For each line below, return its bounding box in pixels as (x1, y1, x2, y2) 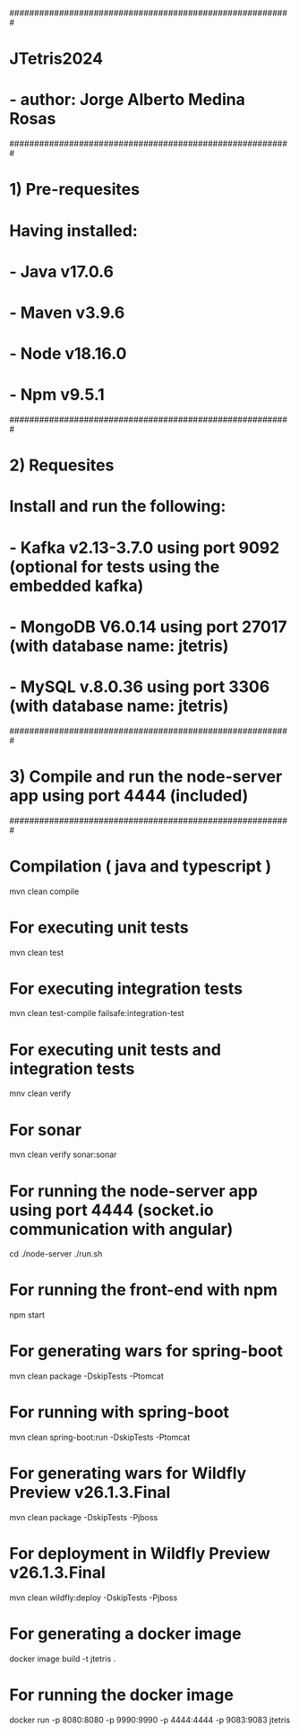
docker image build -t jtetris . (9, 1653, 116, 1664)
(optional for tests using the (9, 556, 220, 577)
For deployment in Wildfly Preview (9, 1544, 271, 1564)
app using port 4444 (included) (9, 785, 249, 806)
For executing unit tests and (9, 1039, 222, 1060)
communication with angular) (9, 1219, 234, 1239)
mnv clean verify (9, 1088, 72, 1099)
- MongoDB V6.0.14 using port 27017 (9, 617, 288, 636)
